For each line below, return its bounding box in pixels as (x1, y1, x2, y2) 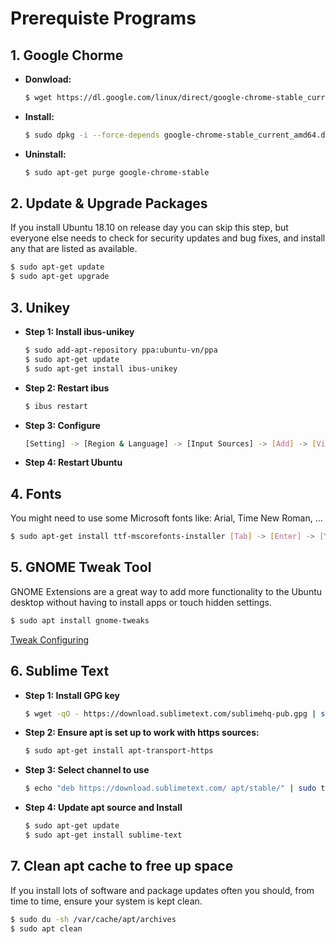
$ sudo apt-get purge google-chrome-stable (24, 167, 210, 177)
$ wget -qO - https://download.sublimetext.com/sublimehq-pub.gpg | (24, 708, 317, 719)
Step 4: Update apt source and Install (24, 802, 183, 814)
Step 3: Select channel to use (24, 764, 150, 776)
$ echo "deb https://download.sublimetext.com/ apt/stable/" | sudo (24, 783, 317, 794)
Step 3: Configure (24, 419, 101, 431)
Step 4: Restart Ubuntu (24, 457, 123, 469)
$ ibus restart (24, 401, 89, 411)
